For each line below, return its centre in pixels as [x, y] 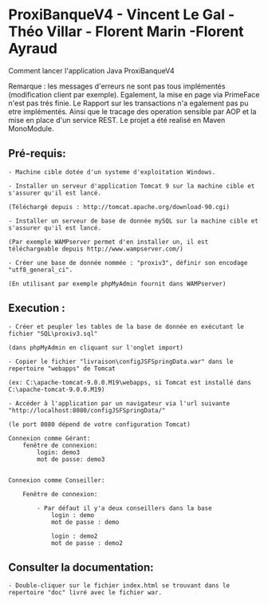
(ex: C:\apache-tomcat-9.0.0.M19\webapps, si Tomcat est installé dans [130, 382]
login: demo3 [59, 452]
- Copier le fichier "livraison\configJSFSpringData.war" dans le [121, 361]
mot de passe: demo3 [71, 459]
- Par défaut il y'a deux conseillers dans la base [125, 508]
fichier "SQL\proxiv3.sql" [53, 334]
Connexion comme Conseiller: [57, 480]
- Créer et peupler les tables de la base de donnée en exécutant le [126, 326]
